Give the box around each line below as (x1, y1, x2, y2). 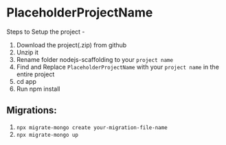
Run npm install (16, 85, 60, 93)
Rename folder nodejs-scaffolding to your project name (16, 55, 173, 63)
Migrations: (6, 104, 58, 116)
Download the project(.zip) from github (16, 41, 127, 49)
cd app (16, 77, 37, 85)
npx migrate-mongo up (16, 131, 78, 138)
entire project (16, 70, 55, 78)
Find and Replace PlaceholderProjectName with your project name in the (16, 63, 219, 71)
